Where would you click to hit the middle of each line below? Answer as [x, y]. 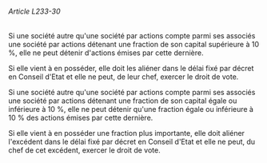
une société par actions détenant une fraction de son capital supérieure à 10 [134, 45]
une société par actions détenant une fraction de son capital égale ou [123, 101]
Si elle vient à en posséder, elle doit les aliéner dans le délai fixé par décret [131, 69]
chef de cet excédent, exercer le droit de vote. [85, 150]
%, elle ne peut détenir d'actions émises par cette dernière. [106, 53]
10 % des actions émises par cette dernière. [81, 118]
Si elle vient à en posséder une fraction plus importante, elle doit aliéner [127, 133]
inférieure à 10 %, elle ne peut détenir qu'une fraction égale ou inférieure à [131, 109]
